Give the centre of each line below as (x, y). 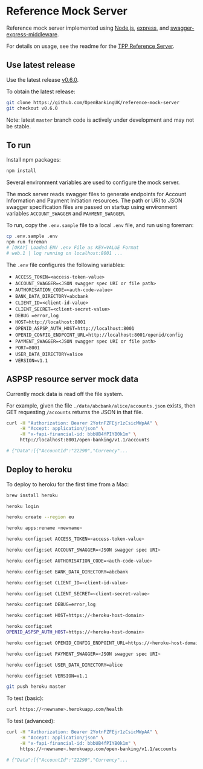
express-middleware (32, 34)
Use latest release (41, 65)
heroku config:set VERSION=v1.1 (47, 676)
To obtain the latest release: (41, 91)
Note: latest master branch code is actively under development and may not (100, 120)
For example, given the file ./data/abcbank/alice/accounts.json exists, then (101, 405)
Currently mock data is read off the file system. (65, 394)
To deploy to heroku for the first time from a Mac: (68, 484)
